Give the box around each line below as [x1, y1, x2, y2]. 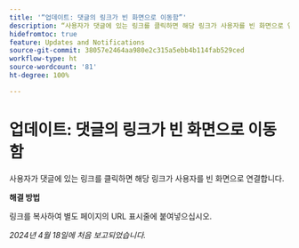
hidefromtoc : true [9, 29, 77, 38]
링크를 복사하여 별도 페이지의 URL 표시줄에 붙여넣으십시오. [9, 211, 213, 221]
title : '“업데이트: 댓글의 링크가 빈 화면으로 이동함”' [9, 12, 187, 22]
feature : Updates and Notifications [9, 37, 145, 47]
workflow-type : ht [9, 54, 77, 63]
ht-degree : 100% [9, 71, 69, 80]
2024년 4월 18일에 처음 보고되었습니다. [9, 229, 147, 240]
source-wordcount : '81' [9, 63, 98, 72]
